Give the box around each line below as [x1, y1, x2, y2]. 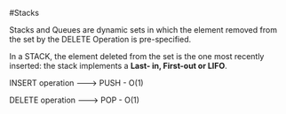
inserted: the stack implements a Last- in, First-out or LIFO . [9, 61, 228, 71]
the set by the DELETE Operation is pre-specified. [9, 34, 192, 44]
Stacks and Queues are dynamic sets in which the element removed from [9, 25, 278, 34]
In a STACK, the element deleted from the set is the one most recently [9, 51, 265, 61]
